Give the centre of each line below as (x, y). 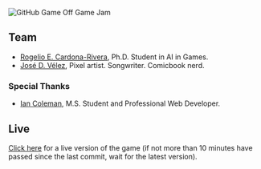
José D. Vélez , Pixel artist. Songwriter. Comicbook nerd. (112, 65)
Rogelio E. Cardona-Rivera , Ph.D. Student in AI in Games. (114, 57)
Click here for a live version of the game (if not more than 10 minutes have (130, 147)
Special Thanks (39, 86)
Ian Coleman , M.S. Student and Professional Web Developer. (120, 103)
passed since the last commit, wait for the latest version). (103, 156)
